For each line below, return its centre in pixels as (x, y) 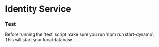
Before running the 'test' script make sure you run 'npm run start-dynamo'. (80, 34)
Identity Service (38, 9)
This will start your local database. (39, 40)
